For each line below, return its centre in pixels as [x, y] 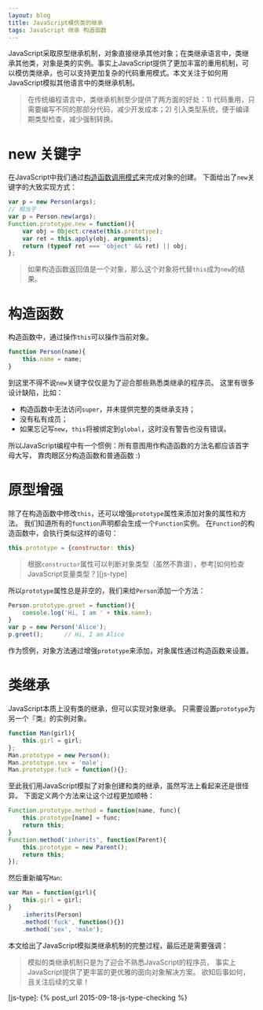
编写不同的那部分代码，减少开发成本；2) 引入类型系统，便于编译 [145, 109]
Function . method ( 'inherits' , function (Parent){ [88, 840]
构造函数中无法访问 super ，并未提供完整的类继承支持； [108, 409]
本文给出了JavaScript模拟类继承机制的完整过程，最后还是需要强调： [119, 945]
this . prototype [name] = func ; [72, 818]
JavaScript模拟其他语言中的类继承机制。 [74, 83]
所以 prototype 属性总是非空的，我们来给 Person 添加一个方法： [107, 590]
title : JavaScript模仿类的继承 [56, 23]
